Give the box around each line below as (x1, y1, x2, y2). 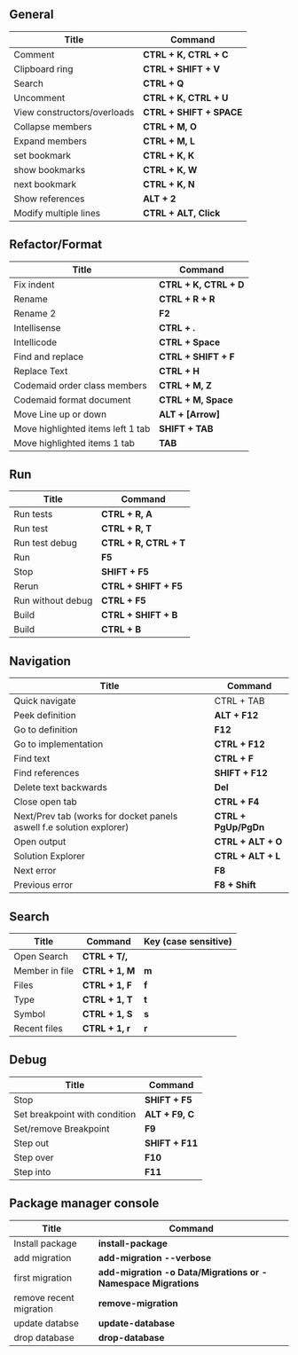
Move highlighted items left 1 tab (13, 422, 151, 435)
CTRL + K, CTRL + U (143, 91, 229, 104)
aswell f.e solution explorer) (13, 821, 129, 834)
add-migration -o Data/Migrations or (98, 1265, 260, 1278)
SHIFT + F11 (145, 1137, 199, 1149)
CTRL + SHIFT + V (143, 62, 221, 74)
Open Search (13, 951, 69, 963)
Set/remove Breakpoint (13, 1122, 110, 1134)
